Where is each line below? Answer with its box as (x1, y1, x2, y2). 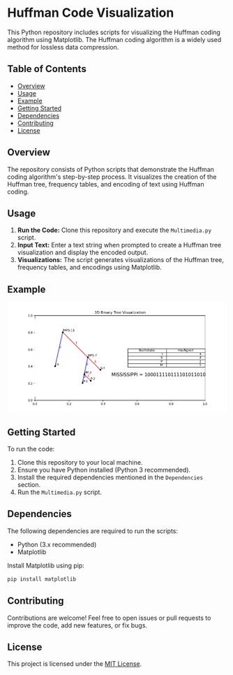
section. (17, 481, 41, 488)
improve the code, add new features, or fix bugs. (7, 620, 148, 630)
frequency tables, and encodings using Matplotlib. (17, 263, 162, 272)
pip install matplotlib (7, 575, 77, 583)
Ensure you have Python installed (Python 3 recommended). (17, 466, 190, 474)
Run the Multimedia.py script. (17, 488, 103, 496)
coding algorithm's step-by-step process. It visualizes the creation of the (7, 173, 217, 181)
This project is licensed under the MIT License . (7, 660, 142, 668)
